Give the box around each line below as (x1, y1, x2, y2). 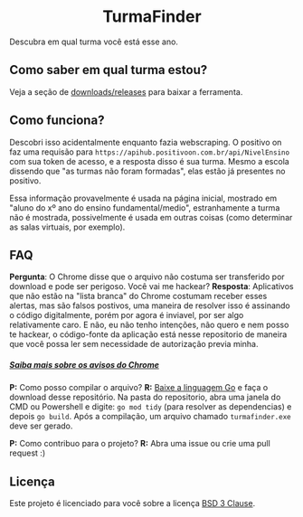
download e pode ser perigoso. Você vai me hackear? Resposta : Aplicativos (9, 281, 294, 292)
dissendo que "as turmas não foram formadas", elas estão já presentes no (9, 165, 286, 176)
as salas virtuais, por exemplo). (9, 221, 126, 232)
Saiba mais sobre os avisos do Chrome (9, 359, 160, 370)
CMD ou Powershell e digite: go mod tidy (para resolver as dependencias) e (9, 401, 292, 412)
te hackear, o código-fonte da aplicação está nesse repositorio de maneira (9, 329, 288, 340)
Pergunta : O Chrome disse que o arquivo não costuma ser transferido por (9, 271, 285, 282)
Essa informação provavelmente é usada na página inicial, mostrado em (9, 193, 278, 203)
